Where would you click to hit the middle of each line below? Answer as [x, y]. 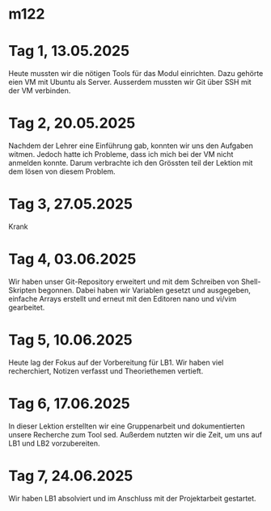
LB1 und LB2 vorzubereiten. [54, 443]
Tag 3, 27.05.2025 [71, 204]
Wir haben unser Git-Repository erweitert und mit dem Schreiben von [124, 281]
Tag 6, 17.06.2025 [70, 404]
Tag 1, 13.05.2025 [69, 51]
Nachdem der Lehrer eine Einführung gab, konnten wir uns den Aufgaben [131, 146]
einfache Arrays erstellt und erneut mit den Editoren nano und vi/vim [123, 298]
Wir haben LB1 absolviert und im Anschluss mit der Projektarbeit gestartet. [132, 498]
